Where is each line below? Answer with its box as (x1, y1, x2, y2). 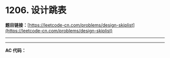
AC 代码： (5, 47, 26, 53)
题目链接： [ (5, 22, 29, 28)
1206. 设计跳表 (5, 4, 67, 16)
